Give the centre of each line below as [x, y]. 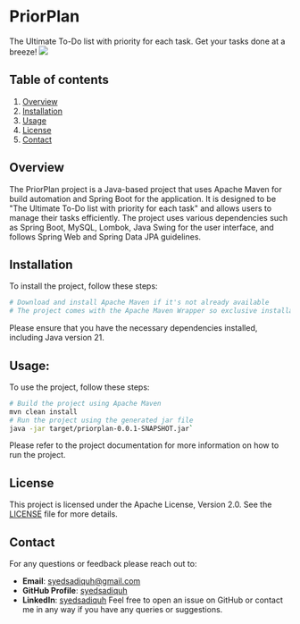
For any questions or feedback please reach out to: [103, 564]
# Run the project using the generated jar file [101, 420]
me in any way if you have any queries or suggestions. [122, 610]
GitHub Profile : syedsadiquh [75, 591]
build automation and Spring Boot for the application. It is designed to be [143, 198]
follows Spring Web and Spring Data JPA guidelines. [105, 236]
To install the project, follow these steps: [83, 286]
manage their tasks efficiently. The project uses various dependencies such [149, 217]
